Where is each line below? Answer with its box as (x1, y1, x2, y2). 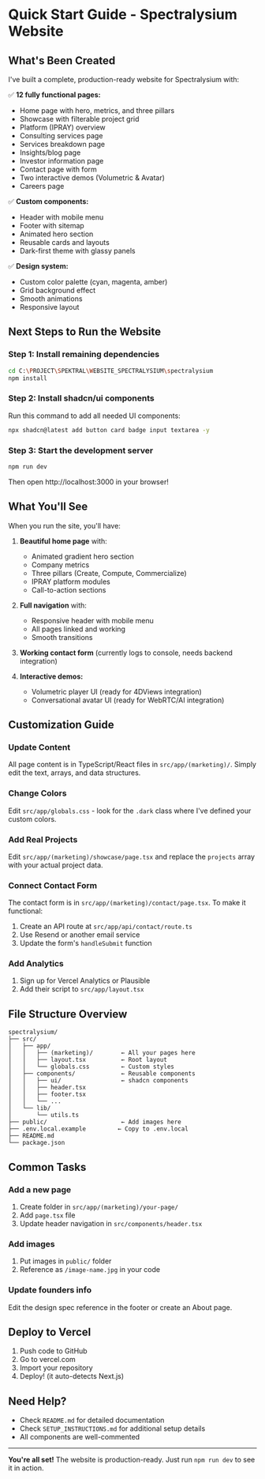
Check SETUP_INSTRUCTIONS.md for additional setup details (19, 1424, 206, 1433)
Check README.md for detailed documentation (19, 1416, 165, 1425)
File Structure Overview (8, 1007, 128, 1021)
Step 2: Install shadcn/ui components (8, 393, 155, 404)
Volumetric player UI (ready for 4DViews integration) (31, 687, 203, 696)
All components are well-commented (19, 1432, 140, 1442)
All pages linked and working (31, 624, 126, 634)
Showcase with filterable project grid (19, 115, 140, 123)
